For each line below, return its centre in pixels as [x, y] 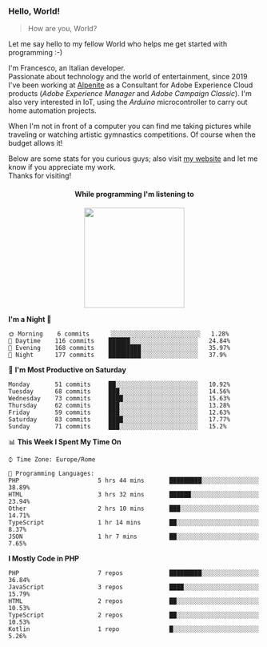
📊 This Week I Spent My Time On [65, 441]
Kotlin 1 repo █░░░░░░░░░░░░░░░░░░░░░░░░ [134, 629]
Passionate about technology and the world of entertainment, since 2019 [128, 77]
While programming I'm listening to [134, 194]
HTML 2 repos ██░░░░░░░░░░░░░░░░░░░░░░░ [134, 601]
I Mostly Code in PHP [44, 558]
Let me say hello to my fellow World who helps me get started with [118, 44]
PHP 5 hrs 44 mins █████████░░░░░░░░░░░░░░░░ [134, 480]
